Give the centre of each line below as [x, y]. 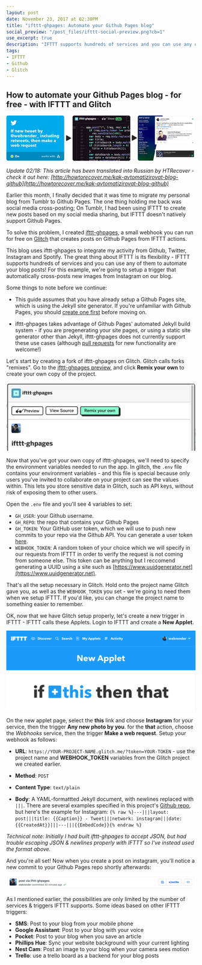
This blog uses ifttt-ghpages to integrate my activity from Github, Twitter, [96, 250]
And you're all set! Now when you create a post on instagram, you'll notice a [101, 861]
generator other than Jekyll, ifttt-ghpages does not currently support [100, 337]
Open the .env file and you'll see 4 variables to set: [69, 504]
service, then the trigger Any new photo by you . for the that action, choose [100, 727]
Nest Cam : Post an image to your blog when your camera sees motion [102, 949]
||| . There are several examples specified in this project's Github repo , [103, 805]
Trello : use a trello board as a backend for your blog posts [87, 956]
